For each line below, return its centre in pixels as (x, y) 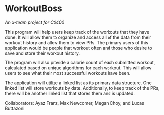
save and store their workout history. (43, 53)
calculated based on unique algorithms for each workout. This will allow (78, 68)
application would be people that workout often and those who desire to (79, 48)
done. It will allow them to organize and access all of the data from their (78, 37)
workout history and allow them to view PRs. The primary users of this (77, 42)
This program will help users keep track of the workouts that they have (77, 32)
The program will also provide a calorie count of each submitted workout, (80, 62)
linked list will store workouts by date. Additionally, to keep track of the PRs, (82, 88)
